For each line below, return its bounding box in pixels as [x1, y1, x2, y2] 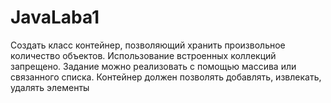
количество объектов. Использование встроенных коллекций [10, 49, 277, 61]
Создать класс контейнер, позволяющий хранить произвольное [10, 39, 286, 51]
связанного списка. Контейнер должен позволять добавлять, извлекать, [10, 71, 322, 83]
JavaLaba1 [10, 6, 100, 29]
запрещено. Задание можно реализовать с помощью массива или [10, 60, 297, 72]
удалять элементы [10, 81, 90, 93]
